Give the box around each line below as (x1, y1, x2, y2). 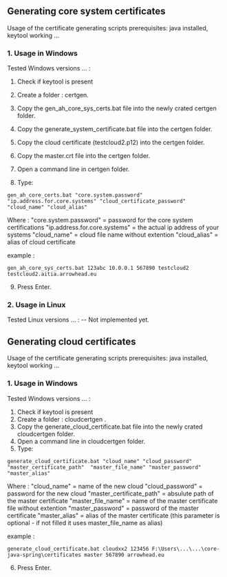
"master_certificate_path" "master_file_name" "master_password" (7, 464, 202, 471)
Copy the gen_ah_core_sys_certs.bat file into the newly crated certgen (17, 104, 217, 113)
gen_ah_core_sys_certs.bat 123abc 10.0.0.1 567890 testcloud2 (7, 265, 189, 272)
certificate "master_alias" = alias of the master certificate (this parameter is (7, 511, 220, 520)
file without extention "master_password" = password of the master (7, 504, 199, 512)
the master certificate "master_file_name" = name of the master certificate (7, 496, 218, 505)
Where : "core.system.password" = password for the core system (7, 216, 193, 224)
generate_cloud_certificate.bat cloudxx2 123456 (7, 545, 149, 552)
